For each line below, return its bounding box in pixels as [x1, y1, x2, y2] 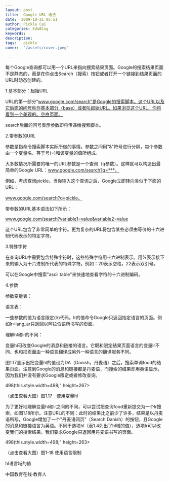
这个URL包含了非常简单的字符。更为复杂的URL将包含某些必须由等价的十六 [5, 226, 160, 232]
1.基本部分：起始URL [5, 87, 49, 94]
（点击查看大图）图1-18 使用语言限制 [5, 450, 82, 456]
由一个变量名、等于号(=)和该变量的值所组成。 [5, 150, 100, 156]
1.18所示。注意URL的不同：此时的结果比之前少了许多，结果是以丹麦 [22, 409, 163, 416]
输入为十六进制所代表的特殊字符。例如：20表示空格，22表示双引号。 [14, 260, 158, 266]
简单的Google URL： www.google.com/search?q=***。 [5, 167, 120, 173]
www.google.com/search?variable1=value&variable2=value [5, 216, 129, 222]
